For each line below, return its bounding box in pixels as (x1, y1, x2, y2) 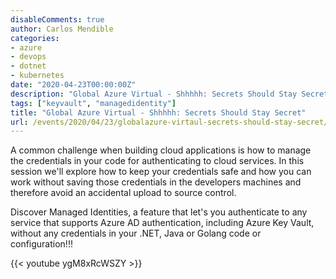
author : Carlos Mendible (10, 24, 114, 34)
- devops (10, 52, 47, 62)
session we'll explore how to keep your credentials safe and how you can (10, 166, 312, 178)
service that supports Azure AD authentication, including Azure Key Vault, (10, 217, 315, 229)
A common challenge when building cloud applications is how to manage (10, 144, 312, 156)
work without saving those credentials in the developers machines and (10, 176, 302, 188)
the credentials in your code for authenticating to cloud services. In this (10, 155, 305, 167)
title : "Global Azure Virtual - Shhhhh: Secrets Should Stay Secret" (10, 107, 307, 118)
